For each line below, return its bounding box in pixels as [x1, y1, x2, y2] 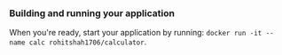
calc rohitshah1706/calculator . [28, 36, 147, 47]
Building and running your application [9, 7, 176, 20]
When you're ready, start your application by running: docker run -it [9, 27, 262, 38]
